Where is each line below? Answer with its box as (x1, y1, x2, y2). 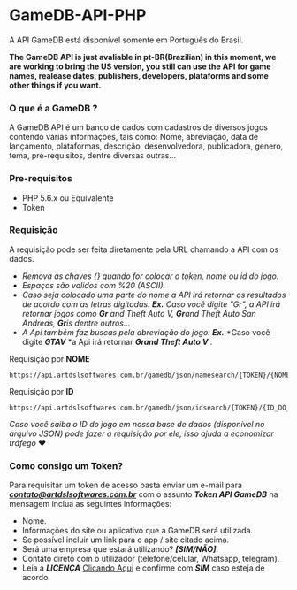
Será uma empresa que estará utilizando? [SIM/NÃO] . (21, 544, 219, 555)
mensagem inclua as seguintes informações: (9, 499, 172, 510)
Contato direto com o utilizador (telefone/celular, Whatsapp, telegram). (21, 554, 280, 564)
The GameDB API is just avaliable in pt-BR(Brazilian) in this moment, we (9, 51, 277, 62)
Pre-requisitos (9, 172, 72, 185)
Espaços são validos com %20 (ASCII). (21, 280, 166, 290)
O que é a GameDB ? (9, 102, 98, 114)
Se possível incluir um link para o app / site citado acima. (21, 534, 230, 545)
